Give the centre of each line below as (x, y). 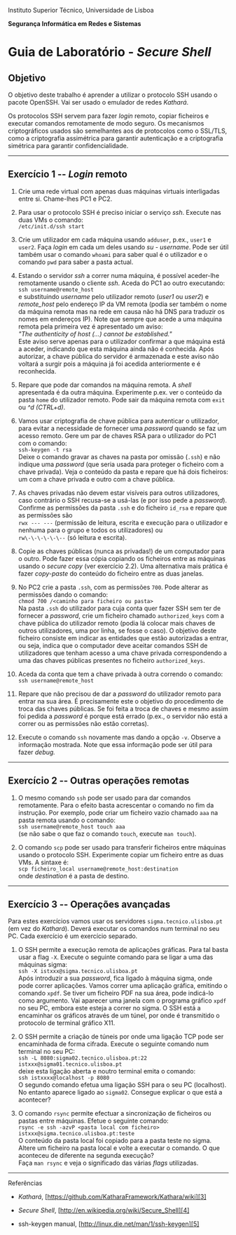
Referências (25, 1183)
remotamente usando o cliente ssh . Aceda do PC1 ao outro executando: (122, 283)
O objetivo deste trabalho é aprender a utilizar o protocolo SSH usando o (113, 95)
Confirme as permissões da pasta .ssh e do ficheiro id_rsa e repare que (122, 508)
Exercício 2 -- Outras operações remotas (99, 781)
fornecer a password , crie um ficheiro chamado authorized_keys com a (121, 615)
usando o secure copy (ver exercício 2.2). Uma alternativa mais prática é (123, 566)
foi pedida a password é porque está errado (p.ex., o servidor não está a (123, 716)
